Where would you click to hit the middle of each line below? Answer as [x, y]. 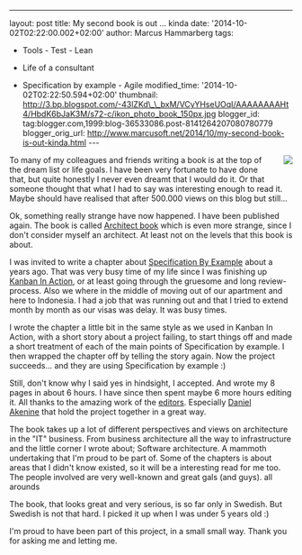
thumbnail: [139, 95]
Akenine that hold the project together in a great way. [108, 412]
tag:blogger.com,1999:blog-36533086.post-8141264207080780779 [147, 123]
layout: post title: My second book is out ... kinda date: [109, 23]
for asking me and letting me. [63, 541]
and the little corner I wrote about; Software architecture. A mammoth [138, 448]
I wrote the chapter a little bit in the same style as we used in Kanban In [141, 327]
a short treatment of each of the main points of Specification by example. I [147, 346]
